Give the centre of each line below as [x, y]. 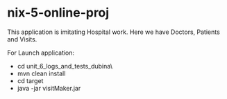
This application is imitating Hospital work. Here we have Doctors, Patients [113, 32]
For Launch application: [41, 53]
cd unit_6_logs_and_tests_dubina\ [65, 66]
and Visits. [22, 39]
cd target [30, 80]
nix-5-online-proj [58, 13]
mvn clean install [41, 73]
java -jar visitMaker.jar [49, 88]
